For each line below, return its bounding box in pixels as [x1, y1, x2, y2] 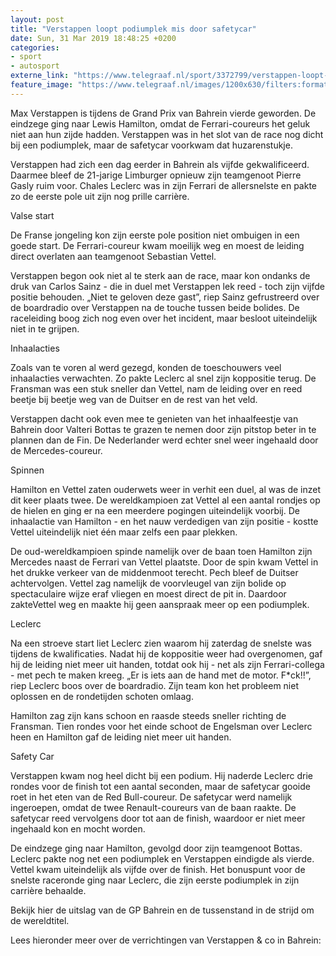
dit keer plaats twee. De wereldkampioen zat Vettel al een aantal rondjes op [10, 494, 321, 506]
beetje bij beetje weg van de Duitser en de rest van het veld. [10, 393, 258, 405]
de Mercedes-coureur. [10, 444, 103, 456]
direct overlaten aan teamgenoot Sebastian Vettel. [10, 250, 217, 262]
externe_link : [10, 71, 70, 81]
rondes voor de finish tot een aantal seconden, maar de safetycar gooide [10, 780, 311, 792]
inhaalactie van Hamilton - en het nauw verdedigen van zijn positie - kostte [10, 515, 319, 527]
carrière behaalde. [10, 884, 87, 896]
